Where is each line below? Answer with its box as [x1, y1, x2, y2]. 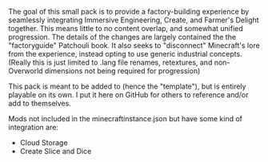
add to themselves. [8, 99, 72, 108]
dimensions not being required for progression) [44, 66, 201, 75]
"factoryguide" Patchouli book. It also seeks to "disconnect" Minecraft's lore [8, 41, 260, 50]
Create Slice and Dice [19, 147, 92, 156]
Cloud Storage [19, 138, 68, 147]
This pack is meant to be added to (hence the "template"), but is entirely [8, 81, 246, 91]
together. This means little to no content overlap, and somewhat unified [8, 24, 244, 33]
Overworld [8, 66, 43, 75]
